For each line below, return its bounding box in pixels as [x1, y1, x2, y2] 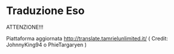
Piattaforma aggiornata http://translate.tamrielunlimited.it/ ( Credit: [6, 35, 168, 42]
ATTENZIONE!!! [6, 23, 43, 31]
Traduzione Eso [6, 4, 85, 18]
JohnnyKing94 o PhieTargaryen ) [6, 41, 87, 48]
